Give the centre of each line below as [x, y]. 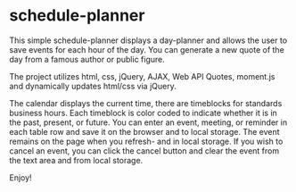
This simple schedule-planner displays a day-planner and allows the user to [148, 40]
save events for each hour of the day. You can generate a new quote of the [147, 49]
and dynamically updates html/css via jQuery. [93, 86]
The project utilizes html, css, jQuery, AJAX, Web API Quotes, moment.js [142, 76]
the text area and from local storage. [76, 160]
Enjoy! [21, 177]
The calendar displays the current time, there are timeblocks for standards [146, 103]
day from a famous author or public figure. [87, 59]
